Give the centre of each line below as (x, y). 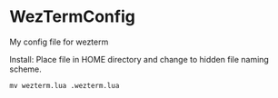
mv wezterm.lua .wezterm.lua (65, 85)
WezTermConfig (73, 17)
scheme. (26, 69)
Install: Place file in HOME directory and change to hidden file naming (139, 59)
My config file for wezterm (59, 42)
